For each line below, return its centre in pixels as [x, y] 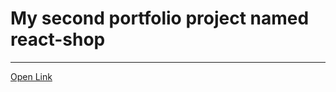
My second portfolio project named [160, 18]
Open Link [31, 76]
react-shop [58, 39]
